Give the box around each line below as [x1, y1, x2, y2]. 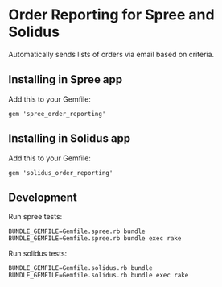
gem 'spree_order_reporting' [8, 110, 106, 118]
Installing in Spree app [8, 73, 123, 86]
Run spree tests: [8, 212, 63, 222]
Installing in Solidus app [8, 131, 131, 146]
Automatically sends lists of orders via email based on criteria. [8, 49, 215, 59]
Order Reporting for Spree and [8, 6, 215, 24]
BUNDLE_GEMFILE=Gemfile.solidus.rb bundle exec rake [8, 272, 189, 280]
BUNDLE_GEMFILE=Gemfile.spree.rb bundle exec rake [8, 235, 182, 243]
